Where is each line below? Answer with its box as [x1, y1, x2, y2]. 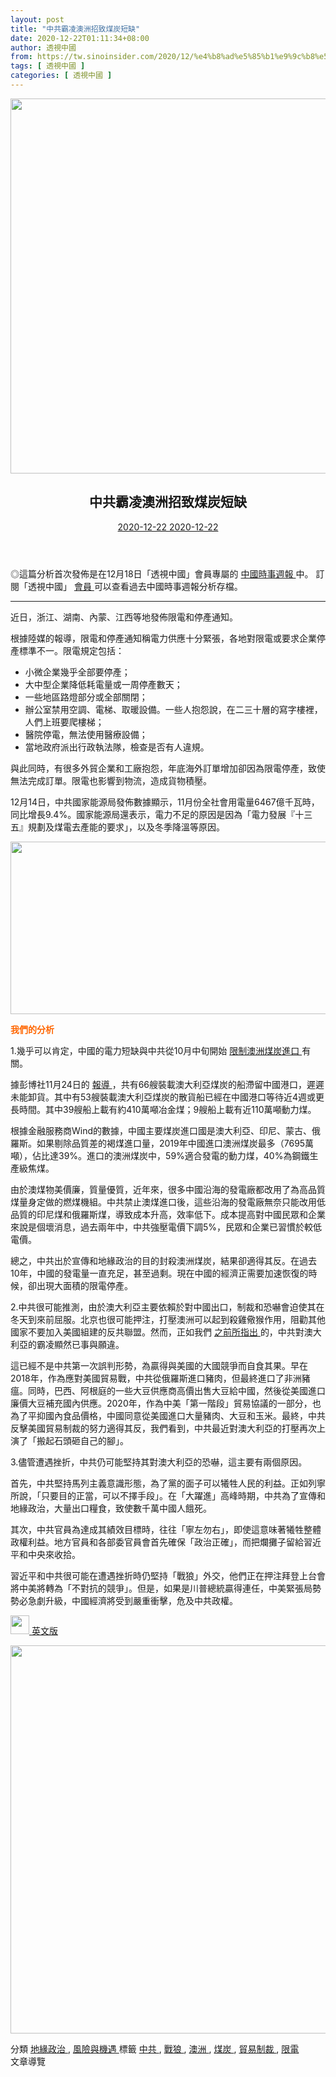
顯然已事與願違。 [53, 1338, 125, 1350]
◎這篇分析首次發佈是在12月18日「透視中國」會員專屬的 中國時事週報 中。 [10, 567, 314, 580]
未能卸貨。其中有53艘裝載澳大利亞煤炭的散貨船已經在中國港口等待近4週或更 [10, 1091, 325, 1103]
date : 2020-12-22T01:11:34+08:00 [10, 33, 150, 43]
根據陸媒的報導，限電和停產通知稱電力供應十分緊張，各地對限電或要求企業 [10, 632, 317, 644]
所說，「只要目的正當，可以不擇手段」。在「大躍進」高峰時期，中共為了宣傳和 [10, 1489, 326, 1501]
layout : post [10, 14, 65, 25]
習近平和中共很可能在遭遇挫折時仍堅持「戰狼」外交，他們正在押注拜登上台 [10, 1569, 317, 1581]
